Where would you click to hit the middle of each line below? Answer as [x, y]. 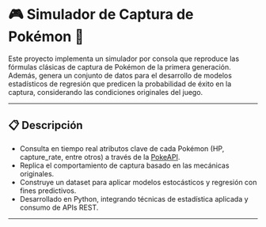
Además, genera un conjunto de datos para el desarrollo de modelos [120, 75]
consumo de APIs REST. [59, 207]
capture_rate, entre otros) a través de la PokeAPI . [100, 157]
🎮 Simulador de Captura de [101, 15]
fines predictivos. [48, 191]
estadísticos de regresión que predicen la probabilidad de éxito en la [120, 84]
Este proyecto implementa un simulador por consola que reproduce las [124, 59]
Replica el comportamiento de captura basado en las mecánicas [124, 165]
